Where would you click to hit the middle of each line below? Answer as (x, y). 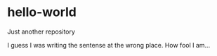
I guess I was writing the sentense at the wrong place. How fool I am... (109, 45)
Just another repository (41, 31)
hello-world (42, 12)
